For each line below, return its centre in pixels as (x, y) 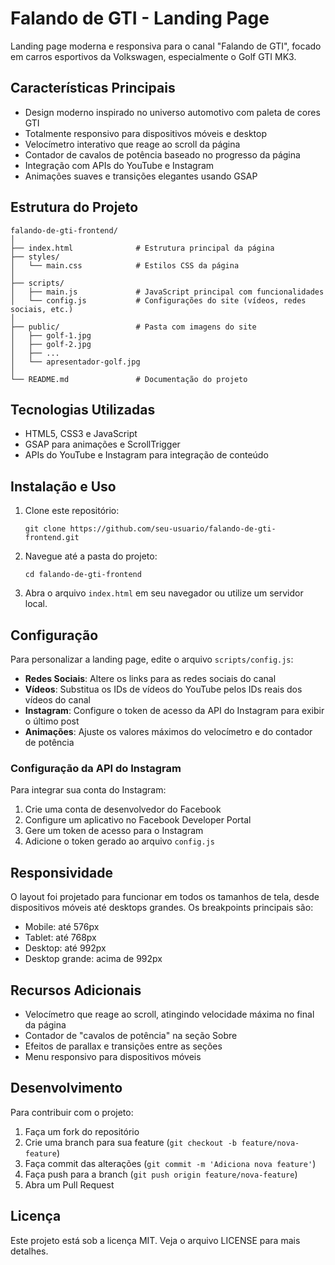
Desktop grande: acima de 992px (93, 959)
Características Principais (93, 88)
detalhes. (29, 1251)
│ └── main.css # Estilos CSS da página (125, 265)
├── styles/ (35, 257)
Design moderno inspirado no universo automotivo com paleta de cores (172, 112)
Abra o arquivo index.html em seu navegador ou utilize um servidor (164, 593)
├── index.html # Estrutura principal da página (142, 248)
